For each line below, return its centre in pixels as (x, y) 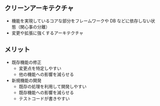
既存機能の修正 (26, 62)
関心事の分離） (35, 27)
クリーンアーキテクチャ (39, 8)
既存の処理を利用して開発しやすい (53, 86)
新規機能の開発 (26, 80)
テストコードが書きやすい (44, 98)
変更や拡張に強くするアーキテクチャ (47, 33)
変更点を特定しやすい (40, 68)
